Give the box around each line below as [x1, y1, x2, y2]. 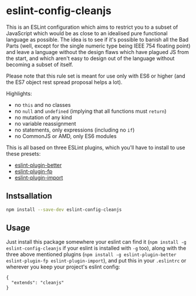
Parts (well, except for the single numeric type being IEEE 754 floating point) [6, 42, 191, 49]
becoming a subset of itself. [6, 60, 73, 68]
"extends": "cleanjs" [11, 280, 65, 286]
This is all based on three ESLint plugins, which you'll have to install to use [6, 144, 185, 151]
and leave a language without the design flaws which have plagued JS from [6, 48, 189, 55]
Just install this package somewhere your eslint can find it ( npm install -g [6, 238, 187, 245]
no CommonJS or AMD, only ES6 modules [14, 132, 117, 139]
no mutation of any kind [14, 113, 72, 121]
